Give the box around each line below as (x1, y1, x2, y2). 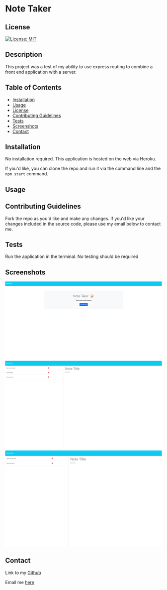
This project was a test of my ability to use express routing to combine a (5, 63, 153, 70)
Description (5, 50, 42, 59)
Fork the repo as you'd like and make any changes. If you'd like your (5, 215, 145, 222)
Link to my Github (5, 570, 41, 576)
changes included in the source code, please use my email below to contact (5, 221, 161, 227)
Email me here (5, 579, 35, 585)
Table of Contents (5, 83, 62, 92)
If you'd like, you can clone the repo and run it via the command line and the (5, 165, 161, 172)
